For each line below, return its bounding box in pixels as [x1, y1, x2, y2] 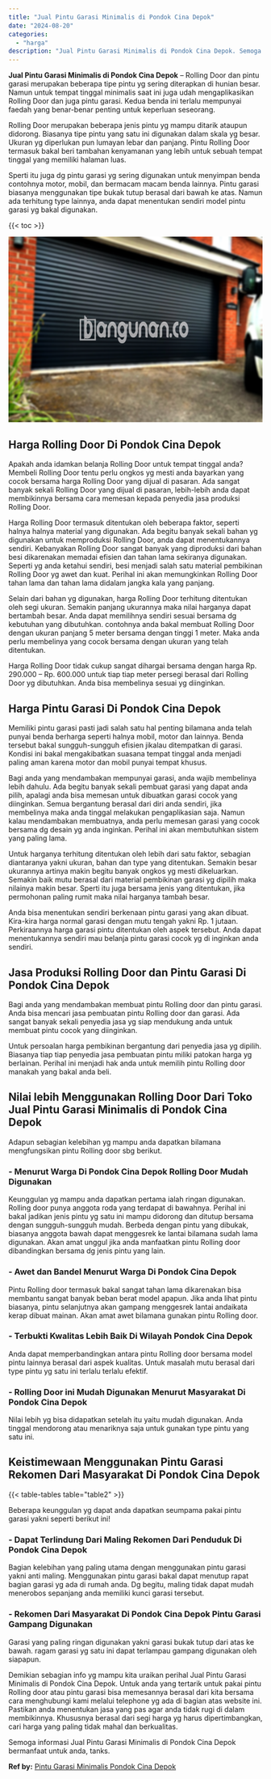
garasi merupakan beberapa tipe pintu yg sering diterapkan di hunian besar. [8, 79, 261, 89]
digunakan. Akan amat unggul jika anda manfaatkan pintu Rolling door [8, 1238, 241, 1247]
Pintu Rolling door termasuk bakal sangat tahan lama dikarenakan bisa [8, 1285, 242, 1294]
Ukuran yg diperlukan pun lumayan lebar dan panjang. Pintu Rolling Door [8, 138, 250, 147]
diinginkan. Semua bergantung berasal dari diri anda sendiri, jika [8, 799, 222, 809]
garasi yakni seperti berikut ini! [8, 1514, 111, 1523]
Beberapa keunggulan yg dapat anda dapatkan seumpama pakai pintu [8, 1505, 242, 1514]
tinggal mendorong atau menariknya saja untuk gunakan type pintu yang [8, 1424, 249, 1434]
